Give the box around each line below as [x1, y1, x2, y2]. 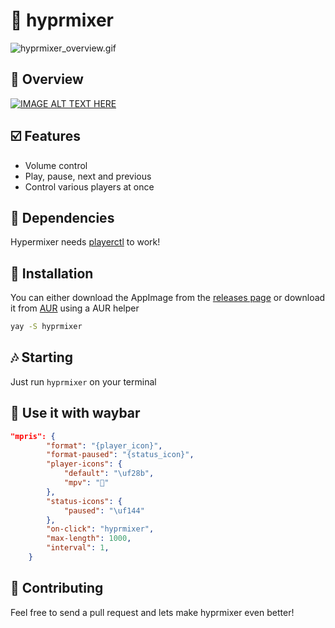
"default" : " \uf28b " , [63, 469, 155, 479]
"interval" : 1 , [46, 543, 110, 553]
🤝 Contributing [10, 580, 104, 597]
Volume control [24, 159, 88, 171]
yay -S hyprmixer [10, 322, 83, 332]
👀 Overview [10, 71, 84, 88]
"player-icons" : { [46, 459, 123, 469]
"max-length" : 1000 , [46, 534, 132, 544]
